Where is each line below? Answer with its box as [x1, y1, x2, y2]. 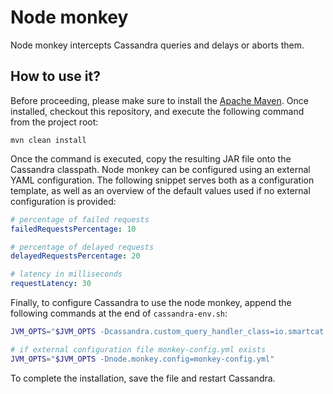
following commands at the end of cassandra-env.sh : [10, 307, 228, 319]
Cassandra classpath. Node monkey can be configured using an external [10, 163, 311, 175]
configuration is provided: [10, 195, 117, 207]
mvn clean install [10, 135, 87, 145]
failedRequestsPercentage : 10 [10, 224, 137, 234]
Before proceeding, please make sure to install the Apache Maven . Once [10, 94, 309, 106]
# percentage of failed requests [10, 214, 150, 225]
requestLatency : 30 [10, 279, 92, 289]
